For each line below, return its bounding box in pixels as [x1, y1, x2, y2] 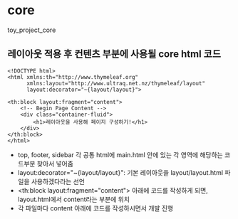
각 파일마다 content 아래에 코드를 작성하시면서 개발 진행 [17, 203, 173, 212]
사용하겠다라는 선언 [31, 177, 86, 186]
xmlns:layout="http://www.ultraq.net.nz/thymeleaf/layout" [26, 80, 205, 87]
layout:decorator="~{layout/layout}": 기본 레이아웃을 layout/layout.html [17, 168, 223, 176]
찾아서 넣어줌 [36, 159, 73, 168]
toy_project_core [7, 26, 56, 34]
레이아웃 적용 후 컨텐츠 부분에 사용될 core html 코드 [7, 48, 221, 60]
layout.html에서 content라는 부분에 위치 [17, 195, 130, 203]
